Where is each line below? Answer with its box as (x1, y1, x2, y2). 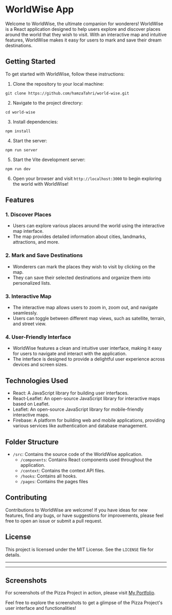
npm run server (5, 147, 38, 152)
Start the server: (12, 137, 48, 144)
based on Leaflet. (12, 401, 50, 407)
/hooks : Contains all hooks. (20, 473, 77, 479)
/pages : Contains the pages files (20, 478, 89, 484)
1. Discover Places (5, 211, 52, 219)
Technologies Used (5, 376, 68, 385)
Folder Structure (5, 438, 59, 446)
